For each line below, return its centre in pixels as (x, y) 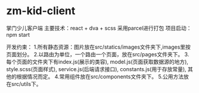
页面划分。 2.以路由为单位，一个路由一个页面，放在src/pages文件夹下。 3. (98, 54)
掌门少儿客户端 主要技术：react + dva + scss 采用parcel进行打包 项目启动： (99, 28)
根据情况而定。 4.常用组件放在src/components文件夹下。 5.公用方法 (100, 76)
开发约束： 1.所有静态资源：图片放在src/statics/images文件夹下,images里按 (98, 47)
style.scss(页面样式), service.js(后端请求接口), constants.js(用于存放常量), (96, 69)
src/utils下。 (26, 84)
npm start (18, 34)
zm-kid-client (41, 11)
